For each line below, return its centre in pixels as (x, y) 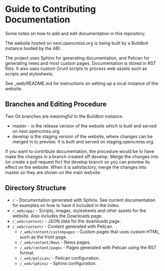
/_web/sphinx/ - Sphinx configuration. (58, 263)
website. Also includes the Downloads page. (57, 216)
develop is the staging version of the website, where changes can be (82, 136)
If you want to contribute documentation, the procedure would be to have (80, 151)
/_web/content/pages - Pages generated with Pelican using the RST (88, 247)
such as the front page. (43, 237)
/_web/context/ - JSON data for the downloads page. (66, 221)
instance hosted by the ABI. (33, 48)
